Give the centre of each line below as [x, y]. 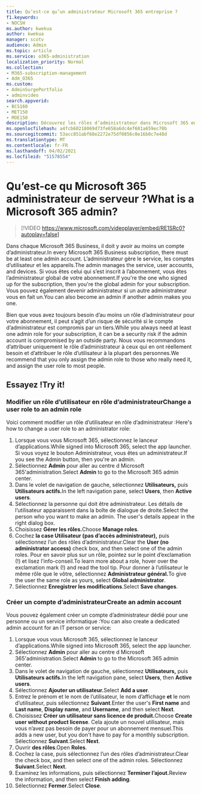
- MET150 [17, 112]
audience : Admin [26, 46]
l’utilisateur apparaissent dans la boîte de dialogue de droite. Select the [101, 510]
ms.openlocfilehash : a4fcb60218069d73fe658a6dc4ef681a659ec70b [87, 129]
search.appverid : [28, 101]
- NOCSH [16, 23]
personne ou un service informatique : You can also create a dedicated [93, 622]
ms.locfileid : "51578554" [38, 156]
